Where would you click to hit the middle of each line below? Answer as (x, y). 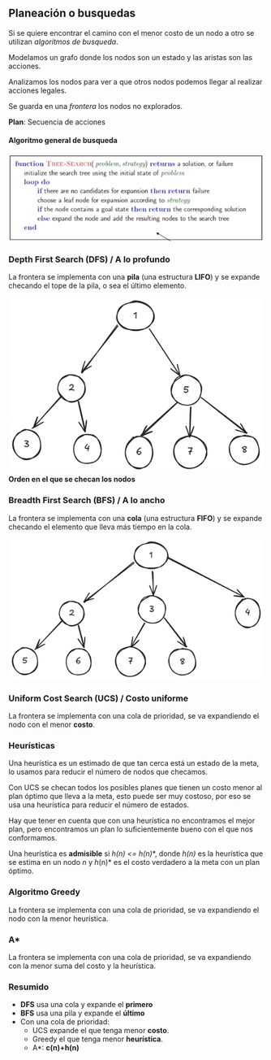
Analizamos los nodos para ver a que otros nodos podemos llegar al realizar (135, 81)
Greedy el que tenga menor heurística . (98, 1039)
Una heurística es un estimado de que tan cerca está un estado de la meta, (134, 763)
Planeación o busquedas (72, 13)
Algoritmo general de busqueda (63, 141)
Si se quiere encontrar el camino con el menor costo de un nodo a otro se (131, 33)
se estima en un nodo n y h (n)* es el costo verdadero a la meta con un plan (134, 862)
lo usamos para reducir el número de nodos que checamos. (108, 772)
